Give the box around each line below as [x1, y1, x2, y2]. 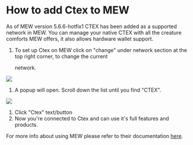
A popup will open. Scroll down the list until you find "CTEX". [14, 86, 161, 94]
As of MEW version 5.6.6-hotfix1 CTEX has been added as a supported [6, 23, 177, 30]
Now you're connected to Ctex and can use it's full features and [14, 115, 169, 122]
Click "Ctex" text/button [14, 109, 72, 116]
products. [14, 121, 38, 128]
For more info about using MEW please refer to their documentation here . [6, 132, 184, 139]
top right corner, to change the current [14, 53, 108, 60]
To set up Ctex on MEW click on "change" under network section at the [14, 46, 188, 53]
